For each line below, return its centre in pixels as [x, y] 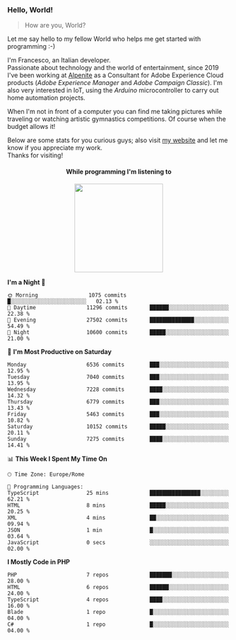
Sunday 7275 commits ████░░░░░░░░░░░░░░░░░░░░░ [118, 439]
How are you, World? [55, 25]
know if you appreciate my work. [55, 148]
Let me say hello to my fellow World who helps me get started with [104, 39]
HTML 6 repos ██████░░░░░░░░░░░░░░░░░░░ [118, 587]
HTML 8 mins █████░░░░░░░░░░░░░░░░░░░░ [118, 505]
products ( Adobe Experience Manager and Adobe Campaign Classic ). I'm [115, 83]
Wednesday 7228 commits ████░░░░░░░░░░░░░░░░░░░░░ [118, 389]
